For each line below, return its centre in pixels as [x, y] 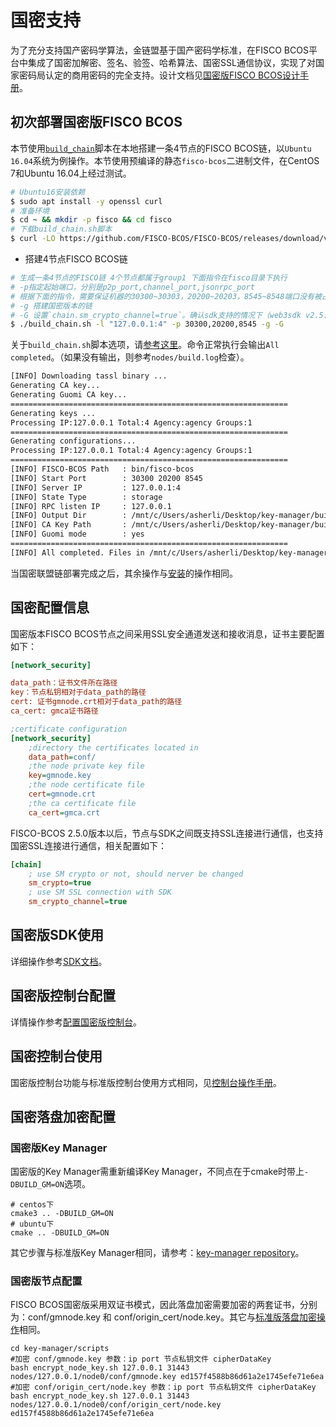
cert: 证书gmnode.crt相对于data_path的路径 [96, 702]
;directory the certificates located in [113, 747]
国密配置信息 [50, 607]
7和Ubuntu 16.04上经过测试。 [71, 173]
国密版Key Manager [59, 1148]
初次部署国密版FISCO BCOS [96, 122]
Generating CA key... [55, 386]
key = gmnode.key [60, 776]
